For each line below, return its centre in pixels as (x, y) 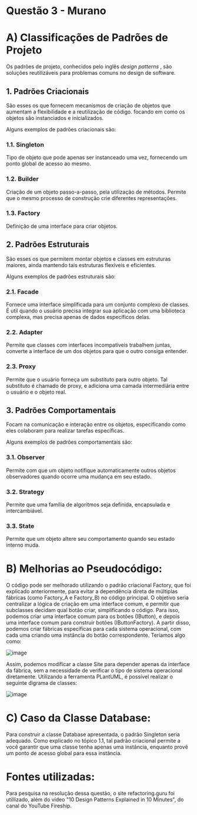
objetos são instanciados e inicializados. (55, 118)
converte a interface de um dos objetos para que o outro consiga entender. (97, 351)
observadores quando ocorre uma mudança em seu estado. (79, 476)
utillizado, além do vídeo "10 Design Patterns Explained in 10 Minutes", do (95, 800)
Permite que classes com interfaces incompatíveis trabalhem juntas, (89, 345)
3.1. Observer (26, 457)
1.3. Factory (23, 213)
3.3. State (20, 526)
